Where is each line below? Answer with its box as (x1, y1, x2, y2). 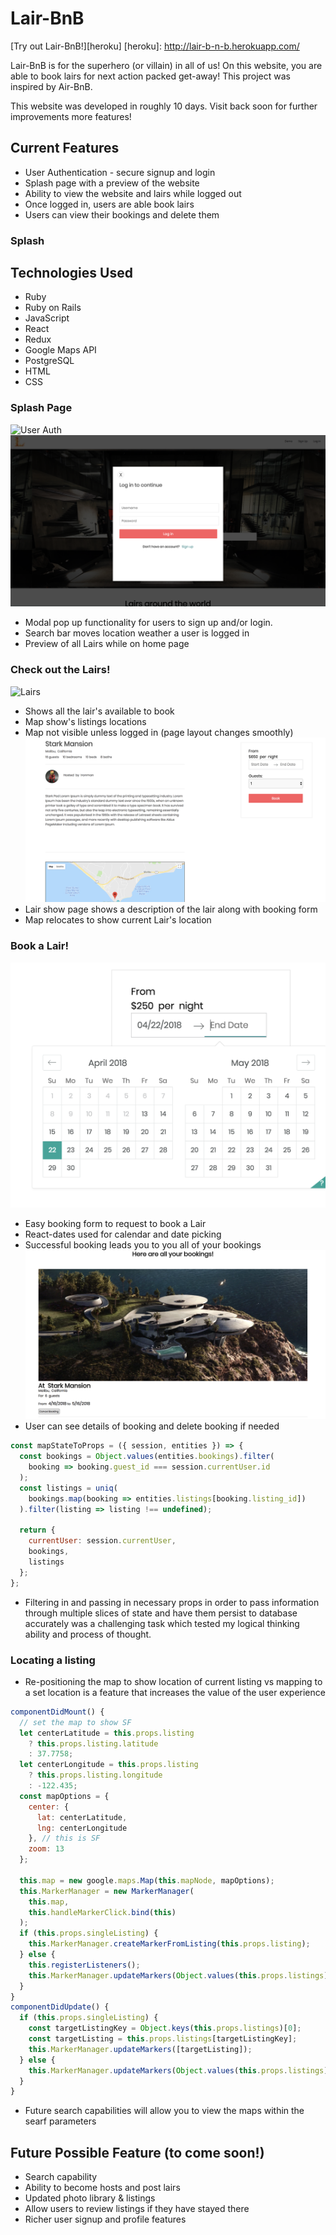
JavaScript (24, 312, 70, 324)
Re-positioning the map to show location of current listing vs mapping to (24, 1675, 323, 1687)
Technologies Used (10, 265, 133, 282)
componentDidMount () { (10, 1707, 105, 1717)
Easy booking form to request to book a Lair (24, 1217, 207, 1229)
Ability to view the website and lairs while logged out (24, 187, 242, 199)
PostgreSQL (24, 355, 75, 367)
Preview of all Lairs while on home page (24, 638, 190, 650)
